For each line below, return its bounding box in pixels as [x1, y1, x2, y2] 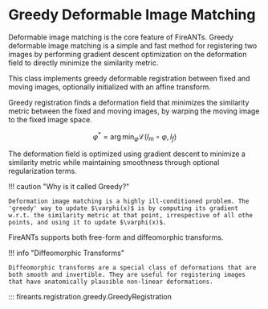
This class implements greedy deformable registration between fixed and [8, 73, 250, 83]
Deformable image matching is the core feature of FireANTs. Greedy [8, 32, 234, 42]
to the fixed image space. [8, 114, 92, 124]
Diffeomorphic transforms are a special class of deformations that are [8, 264, 257, 272]
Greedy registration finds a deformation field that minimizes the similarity [8, 97, 250, 107]
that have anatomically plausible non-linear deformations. [8, 278, 214, 286]
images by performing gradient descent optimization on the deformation [8, 49, 247, 59]
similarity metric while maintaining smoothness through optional [8, 158, 220, 167]
